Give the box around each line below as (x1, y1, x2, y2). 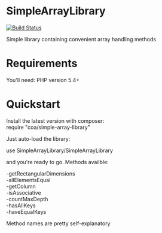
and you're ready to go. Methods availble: (6, 158, 109, 165)
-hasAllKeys (6, 202, 36, 209)
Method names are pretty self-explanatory (6, 220, 111, 227)
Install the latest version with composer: (6, 117, 105, 124)
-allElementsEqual (6, 176, 51, 183)
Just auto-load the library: (6, 135, 71, 142)
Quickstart (6, 98, 61, 111)
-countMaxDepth (6, 195, 48, 202)
